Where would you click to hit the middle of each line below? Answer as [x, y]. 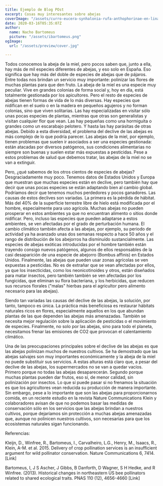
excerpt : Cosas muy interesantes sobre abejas [53, 14]
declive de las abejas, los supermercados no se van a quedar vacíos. [74, 367]
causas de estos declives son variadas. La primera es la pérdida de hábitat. [80, 197]
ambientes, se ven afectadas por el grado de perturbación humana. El [75, 224]
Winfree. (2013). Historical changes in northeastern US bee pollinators [75, 473]
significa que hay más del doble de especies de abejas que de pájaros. [76, 74]
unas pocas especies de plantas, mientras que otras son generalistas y [76, 116]
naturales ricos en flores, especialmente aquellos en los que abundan [74, 311]
